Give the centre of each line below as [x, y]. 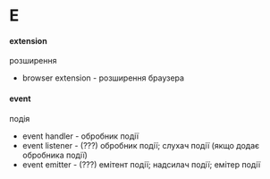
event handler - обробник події [80, 136]
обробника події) [55, 155]
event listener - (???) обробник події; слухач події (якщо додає [141, 145]
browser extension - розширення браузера [103, 78]
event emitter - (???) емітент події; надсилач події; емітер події [141, 164]
